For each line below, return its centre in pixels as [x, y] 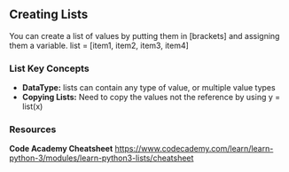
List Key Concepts [50, 68]
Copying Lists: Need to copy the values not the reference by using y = [151, 98]
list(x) [32, 106]
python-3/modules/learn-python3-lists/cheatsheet [102, 158]
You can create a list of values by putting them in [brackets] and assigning [144, 35]
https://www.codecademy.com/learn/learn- [194, 149]
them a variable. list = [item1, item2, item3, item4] [99, 45]
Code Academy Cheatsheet [61, 149]
